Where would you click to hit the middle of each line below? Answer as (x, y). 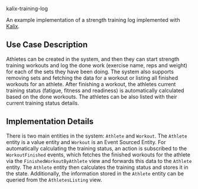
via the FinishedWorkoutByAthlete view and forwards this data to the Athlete (99, 161)
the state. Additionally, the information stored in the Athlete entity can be (95, 173)
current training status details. (43, 103)
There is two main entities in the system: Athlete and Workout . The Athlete (97, 136)
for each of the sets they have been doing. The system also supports (90, 71)
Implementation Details (50, 121)
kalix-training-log (27, 9)
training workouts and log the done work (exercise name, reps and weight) (97, 65)
